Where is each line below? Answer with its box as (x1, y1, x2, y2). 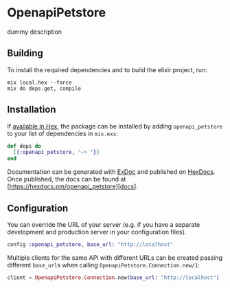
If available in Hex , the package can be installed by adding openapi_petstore (7, 122, 223, 130)
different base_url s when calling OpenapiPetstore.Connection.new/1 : (7, 261, 200, 269)
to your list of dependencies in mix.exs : (7, 129, 118, 137)
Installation (7, 104, 56, 115)
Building (7, 47, 43, 59)
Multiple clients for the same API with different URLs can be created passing (7, 253, 223, 262)
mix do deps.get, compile (7, 85, 81, 92)
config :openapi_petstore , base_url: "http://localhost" (7, 241, 174, 248)
